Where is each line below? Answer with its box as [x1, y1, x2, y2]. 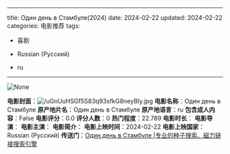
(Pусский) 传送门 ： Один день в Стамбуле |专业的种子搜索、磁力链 [30, 131, 222, 139]
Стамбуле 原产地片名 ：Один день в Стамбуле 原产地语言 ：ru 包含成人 [7, 105, 209, 114]
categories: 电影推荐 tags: [7, 22, 81, 29]
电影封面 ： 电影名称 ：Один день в [7, 97, 221, 105]
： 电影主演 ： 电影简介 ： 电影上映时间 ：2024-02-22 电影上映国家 [13, 123, 199, 131]
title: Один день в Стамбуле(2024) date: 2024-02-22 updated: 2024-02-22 [7, 14, 222, 21]
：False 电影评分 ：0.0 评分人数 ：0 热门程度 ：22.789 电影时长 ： [13, 114, 194, 122]
